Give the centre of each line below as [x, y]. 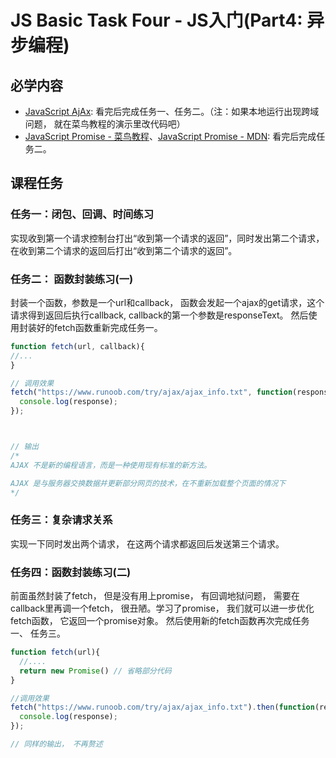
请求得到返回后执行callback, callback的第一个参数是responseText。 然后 [159, 315]
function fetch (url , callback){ [77, 346]
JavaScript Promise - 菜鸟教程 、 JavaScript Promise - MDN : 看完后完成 [170, 136]
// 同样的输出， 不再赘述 [56, 744]
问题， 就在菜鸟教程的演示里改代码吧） [105, 124]
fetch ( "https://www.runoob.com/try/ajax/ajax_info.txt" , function [151, 392]
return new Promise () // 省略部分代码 [95, 671]
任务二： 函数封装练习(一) [72, 279]
